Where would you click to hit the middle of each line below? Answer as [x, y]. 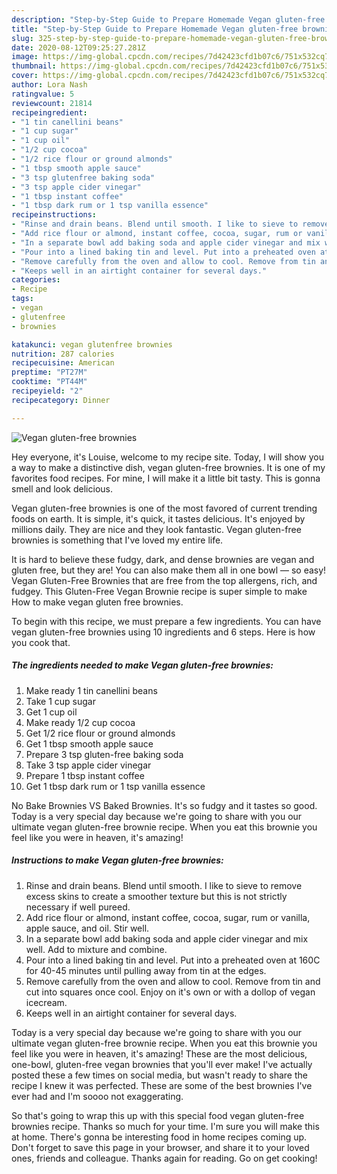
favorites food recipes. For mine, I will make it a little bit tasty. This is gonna [166, 478]
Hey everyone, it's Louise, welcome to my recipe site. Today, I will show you [167, 457]
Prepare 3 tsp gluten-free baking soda [104, 754]
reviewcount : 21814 [52, 103]
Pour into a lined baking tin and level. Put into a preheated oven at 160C [173, 960]
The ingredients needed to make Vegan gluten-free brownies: [142, 665]
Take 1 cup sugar [60, 701]
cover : [25, 76]
